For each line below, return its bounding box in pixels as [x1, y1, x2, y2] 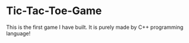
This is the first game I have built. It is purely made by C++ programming [6, 24, 184, 31]
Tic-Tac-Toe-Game [6, 4, 102, 18]
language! [6, 29, 31, 37]
